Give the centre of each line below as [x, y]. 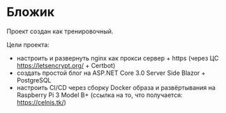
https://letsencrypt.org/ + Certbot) [66, 65]
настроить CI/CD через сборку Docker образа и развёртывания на [116, 87]
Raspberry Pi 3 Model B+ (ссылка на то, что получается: [99, 95]
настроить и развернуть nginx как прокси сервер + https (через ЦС [118, 58]
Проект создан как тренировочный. [60, 31]
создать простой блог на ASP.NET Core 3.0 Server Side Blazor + [111, 73]
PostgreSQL [34, 80]
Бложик [31, 12]
